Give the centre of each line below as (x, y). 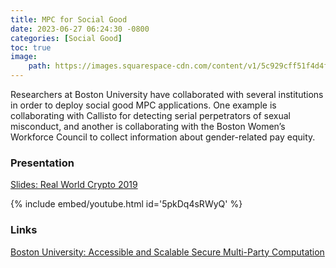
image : (24, 57)
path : (40, 66)
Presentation (42, 163)
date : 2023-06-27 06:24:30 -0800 (80, 29)
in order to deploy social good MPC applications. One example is (143, 105)
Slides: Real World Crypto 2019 (74, 185)
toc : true (31, 47)
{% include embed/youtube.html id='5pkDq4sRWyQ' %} (126, 204)
